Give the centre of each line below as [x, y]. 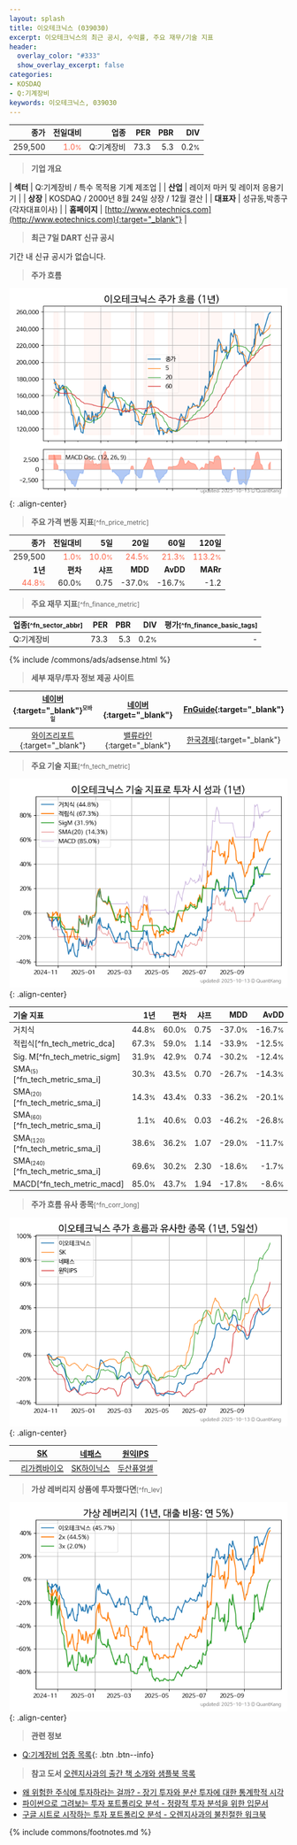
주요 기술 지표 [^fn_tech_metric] [80, 766]
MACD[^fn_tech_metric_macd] [69, 1184]
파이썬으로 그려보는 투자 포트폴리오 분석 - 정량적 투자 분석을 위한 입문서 [145, 1803]
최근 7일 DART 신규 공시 [72, 237]
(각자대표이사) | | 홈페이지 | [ [58, 209]
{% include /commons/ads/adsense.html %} [90, 659]
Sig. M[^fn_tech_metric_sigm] [67, 1057]
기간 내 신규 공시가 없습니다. [57, 256]
